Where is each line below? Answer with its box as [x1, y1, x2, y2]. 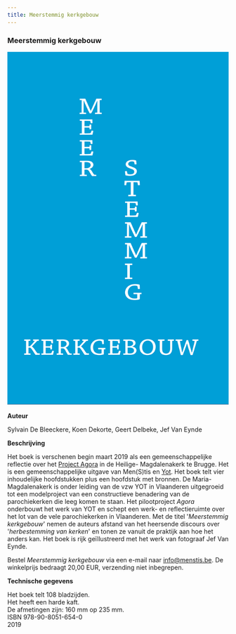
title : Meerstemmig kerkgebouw [7, 11, 99, 18]
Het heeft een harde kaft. [7, 597, 80, 606]
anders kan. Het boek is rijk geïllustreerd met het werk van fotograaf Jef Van [7, 534, 229, 543]
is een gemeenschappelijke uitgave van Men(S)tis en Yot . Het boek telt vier [7, 467, 225, 476]
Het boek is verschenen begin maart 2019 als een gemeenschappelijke [7, 452, 212, 460]
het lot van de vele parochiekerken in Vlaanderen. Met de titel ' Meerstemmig [7, 512, 229, 520]
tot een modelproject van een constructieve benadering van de [7, 489, 190, 498]
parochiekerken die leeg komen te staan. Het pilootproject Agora [7, 497, 195, 505]
